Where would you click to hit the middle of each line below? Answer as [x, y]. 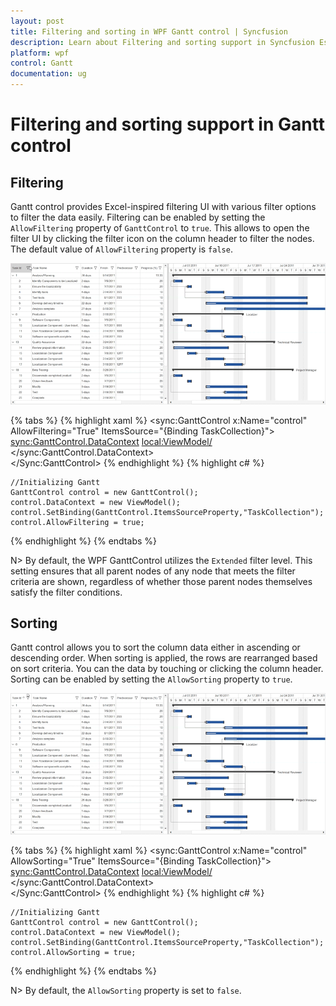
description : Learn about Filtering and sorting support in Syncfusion [162, 42]
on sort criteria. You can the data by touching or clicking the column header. [167, 669]
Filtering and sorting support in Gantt [167, 124]
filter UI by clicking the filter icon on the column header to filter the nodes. [162, 238]
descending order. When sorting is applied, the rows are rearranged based [164, 658]
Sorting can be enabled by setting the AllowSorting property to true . [151, 679]
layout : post [37, 21]
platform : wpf [40, 53]
